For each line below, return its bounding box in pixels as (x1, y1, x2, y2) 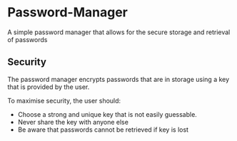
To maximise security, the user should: (7, 96, 121, 105)
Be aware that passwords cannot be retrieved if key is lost (17, 125, 189, 134)
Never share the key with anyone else (17, 117, 128, 126)
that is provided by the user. (7, 83, 90, 91)
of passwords (7, 35, 48, 43)
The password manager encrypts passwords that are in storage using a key (7, 75, 230, 83)
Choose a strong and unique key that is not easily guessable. (17, 110, 198, 118)
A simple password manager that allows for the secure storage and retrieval (7, 28, 231, 36)
